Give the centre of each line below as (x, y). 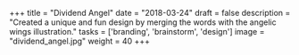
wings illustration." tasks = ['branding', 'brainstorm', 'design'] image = (137, 31)
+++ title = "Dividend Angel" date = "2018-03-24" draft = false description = (150, 13)
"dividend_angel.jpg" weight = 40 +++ (79, 41)
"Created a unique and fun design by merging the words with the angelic (143, 22)
